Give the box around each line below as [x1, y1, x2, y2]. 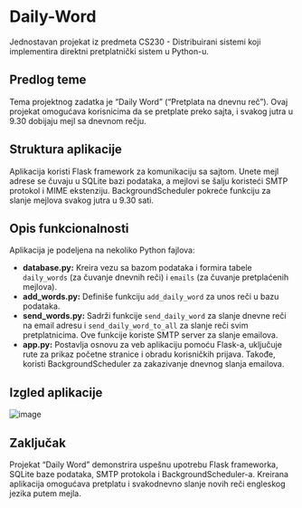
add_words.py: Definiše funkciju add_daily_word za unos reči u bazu [22, 292, 279, 302]
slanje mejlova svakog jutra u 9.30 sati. [9, 195, 154, 206]
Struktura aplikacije [9, 142, 122, 158]
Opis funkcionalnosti [9, 220, 129, 236]
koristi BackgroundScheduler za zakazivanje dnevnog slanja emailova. [22, 359, 285, 369]
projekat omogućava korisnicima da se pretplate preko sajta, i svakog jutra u [9, 106, 294, 117]
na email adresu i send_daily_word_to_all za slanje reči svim [22, 320, 249, 331]
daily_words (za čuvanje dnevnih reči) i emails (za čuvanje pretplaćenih [22, 272, 289, 283]
